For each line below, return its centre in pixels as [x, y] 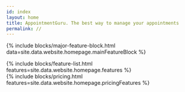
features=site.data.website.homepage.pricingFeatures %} [78, 83]
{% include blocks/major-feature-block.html [61, 46]
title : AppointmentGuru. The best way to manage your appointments [93, 23]
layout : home [23, 17]
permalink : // [24, 29]
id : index [19, 12]
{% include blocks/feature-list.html [49, 64]
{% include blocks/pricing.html [45, 76]
